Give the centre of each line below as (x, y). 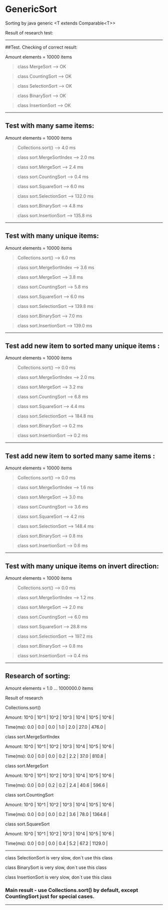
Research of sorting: (38, 676)
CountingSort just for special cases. (50, 896)
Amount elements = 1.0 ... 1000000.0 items (49, 688)
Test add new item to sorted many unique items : (82, 346)
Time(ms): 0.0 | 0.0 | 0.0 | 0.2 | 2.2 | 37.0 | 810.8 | (56, 756)
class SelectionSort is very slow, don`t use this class (59, 857)
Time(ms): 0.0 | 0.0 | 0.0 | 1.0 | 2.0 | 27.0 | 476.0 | (55, 727)
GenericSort (31, 9)
